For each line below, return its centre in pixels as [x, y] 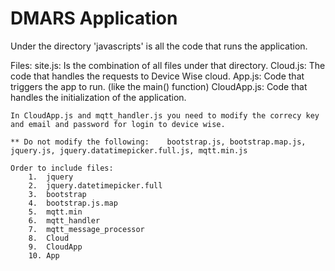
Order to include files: [62, 168]
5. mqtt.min [55, 212]
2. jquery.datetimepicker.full [95, 185]
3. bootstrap [57, 194]
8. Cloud [49, 238]
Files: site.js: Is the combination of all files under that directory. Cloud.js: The [168, 65]
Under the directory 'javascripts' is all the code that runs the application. [159, 46]
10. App [44, 255]
